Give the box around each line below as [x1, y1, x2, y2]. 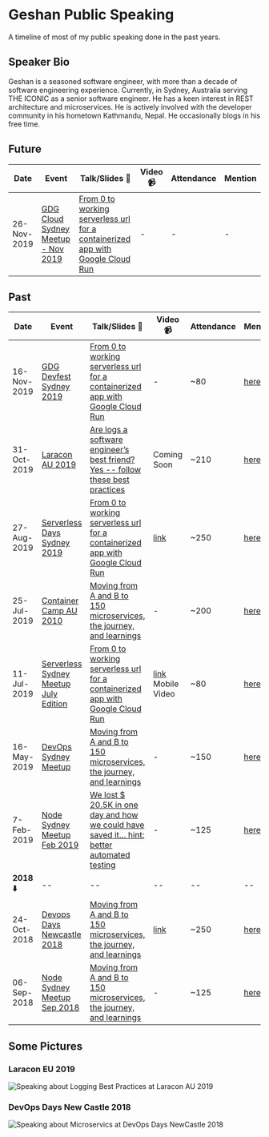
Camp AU [41, 605, 78, 617]
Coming [153, 449, 183, 460]
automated [89, 850, 130, 861]
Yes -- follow [89, 464, 142, 476]
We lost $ [89, 789, 126, 801]
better [89, 839, 113, 850]
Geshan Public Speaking [8, 6, 175, 24]
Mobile [153, 678, 179, 689]
